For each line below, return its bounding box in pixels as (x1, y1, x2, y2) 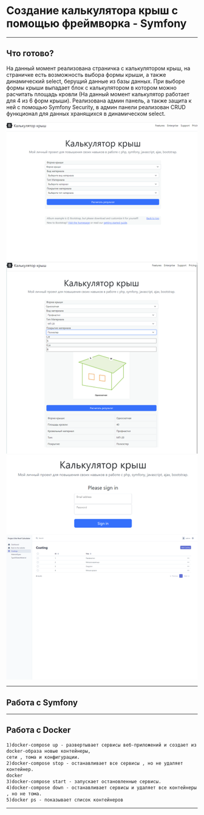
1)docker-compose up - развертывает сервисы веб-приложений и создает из (6, 742, 197, 748)
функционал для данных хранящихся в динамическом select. (6, 110, 166, 117)
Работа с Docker (6, 725, 71, 735)
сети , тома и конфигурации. (6, 754, 80, 760)
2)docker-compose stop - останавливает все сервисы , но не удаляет (6, 760, 183, 766)
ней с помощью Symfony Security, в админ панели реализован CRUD (6, 103, 186, 110)
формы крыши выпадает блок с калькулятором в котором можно (6, 84, 177, 91)
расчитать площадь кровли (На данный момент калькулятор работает (6, 90, 190, 98)
